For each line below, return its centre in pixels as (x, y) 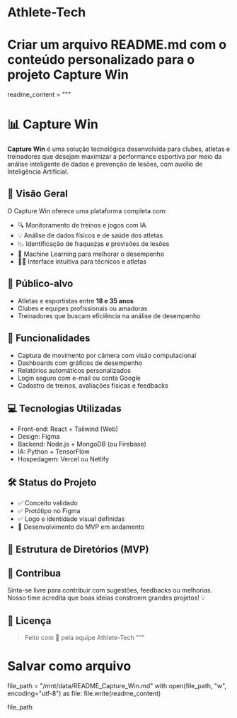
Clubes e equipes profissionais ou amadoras (82, 308)
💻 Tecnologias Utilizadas (64, 408)
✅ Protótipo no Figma (49, 511)
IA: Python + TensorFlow (53, 451)
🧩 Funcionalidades (49, 338)
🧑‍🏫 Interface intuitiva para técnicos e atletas (82, 261)
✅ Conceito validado (47, 503)
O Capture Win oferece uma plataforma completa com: (87, 211)
